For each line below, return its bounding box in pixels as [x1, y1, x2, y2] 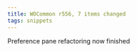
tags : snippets [7, 17, 53, 24]
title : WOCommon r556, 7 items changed [7, 10, 126, 18]
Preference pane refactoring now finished [7, 36, 131, 45]
